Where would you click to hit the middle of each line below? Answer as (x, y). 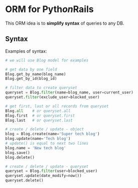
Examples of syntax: (26, 51)
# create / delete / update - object (45, 129)
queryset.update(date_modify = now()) (43, 176)
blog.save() (18, 153)
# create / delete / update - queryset (47, 166)
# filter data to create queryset (41, 88)
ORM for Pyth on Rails (49, 9)
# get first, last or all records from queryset (57, 106)
